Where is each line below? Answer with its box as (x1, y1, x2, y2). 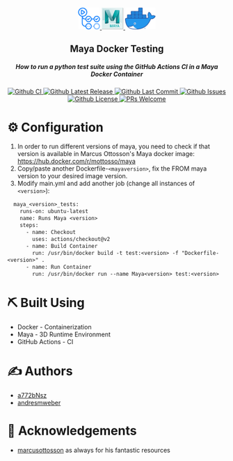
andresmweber (17, 398, 61, 407)
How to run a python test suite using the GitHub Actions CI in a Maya (15, 62, 218, 70)
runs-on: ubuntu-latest (19, 208, 89, 215)
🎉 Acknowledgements (7, 423, 137, 439)
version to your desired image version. (17, 172, 128, 180)
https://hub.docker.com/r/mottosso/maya (17, 157, 136, 166)
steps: (19, 222, 39, 229)
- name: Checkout (25, 229, 77, 236)
